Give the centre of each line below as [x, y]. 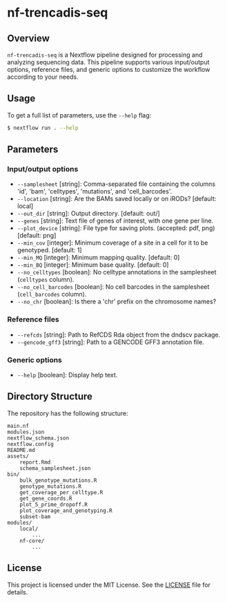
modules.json [26, 432]
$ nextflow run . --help [43, 128]
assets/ [18, 456]
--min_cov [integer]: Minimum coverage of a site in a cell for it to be [112, 243]
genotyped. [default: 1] [49, 250]
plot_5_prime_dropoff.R [54, 505]
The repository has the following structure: [68, 413]
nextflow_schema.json [38, 438]
